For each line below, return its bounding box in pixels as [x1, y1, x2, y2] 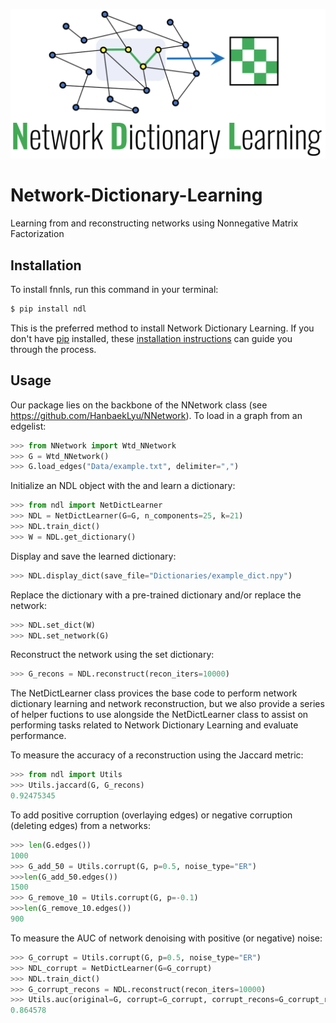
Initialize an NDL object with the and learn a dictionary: [10, 480, 236, 492]
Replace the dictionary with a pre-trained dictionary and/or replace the [10, 589, 302, 601]
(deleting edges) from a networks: [10, 819, 151, 831]
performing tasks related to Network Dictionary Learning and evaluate [10, 719, 299, 731]
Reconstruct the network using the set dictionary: [10, 649, 215, 661]
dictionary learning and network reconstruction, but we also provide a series [10, 698, 325, 710]
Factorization [10, 228, 65, 240]
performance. [10, 730, 67, 742]
